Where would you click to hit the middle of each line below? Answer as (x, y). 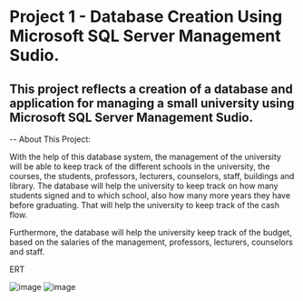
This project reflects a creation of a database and (151, 89)
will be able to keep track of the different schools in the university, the (140, 166)
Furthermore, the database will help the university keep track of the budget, (151, 232)
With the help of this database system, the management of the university (145, 157)
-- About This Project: (50, 139)
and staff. (27, 251)
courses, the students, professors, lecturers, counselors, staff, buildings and (152, 176)
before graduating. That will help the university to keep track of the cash (144, 205)
